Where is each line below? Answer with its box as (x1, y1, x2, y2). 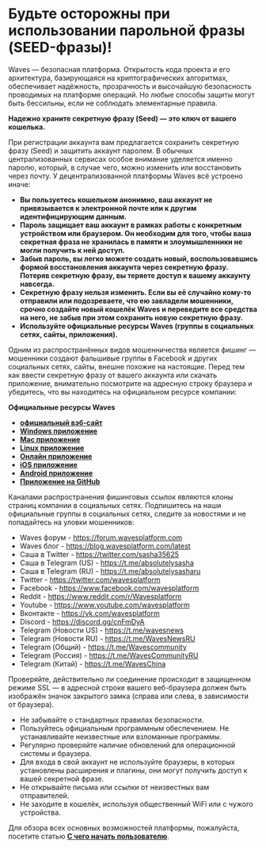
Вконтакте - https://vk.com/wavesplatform (19, 608, 160, 618)
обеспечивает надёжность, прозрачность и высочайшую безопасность (8, 81, 252, 91)
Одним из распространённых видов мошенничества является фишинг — (8, 345, 256, 354)
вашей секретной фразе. (19, 774, 104, 783)
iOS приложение (19, 460, 78, 469)
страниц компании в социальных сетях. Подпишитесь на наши (8, 500, 222, 510)
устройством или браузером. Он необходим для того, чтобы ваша (19, 228, 252, 238)
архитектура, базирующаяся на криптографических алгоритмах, (8, 73, 228, 82)
